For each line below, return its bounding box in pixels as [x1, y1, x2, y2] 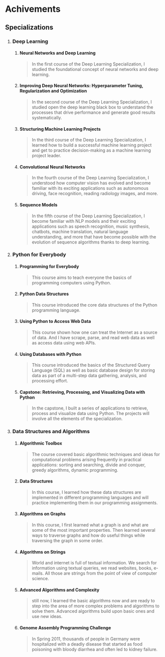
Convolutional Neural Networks [19, 164, 85, 170]
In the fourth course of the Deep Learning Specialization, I [31, 175, 149, 181]
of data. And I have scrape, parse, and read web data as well [31, 335, 155, 341]
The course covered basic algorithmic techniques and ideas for [31, 451, 160, 457]
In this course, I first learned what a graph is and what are [31, 521, 149, 528]
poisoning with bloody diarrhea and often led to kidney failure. [31, 646, 158, 652]
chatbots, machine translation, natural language [31, 228, 129, 235]
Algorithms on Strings [19, 549, 66, 555]
